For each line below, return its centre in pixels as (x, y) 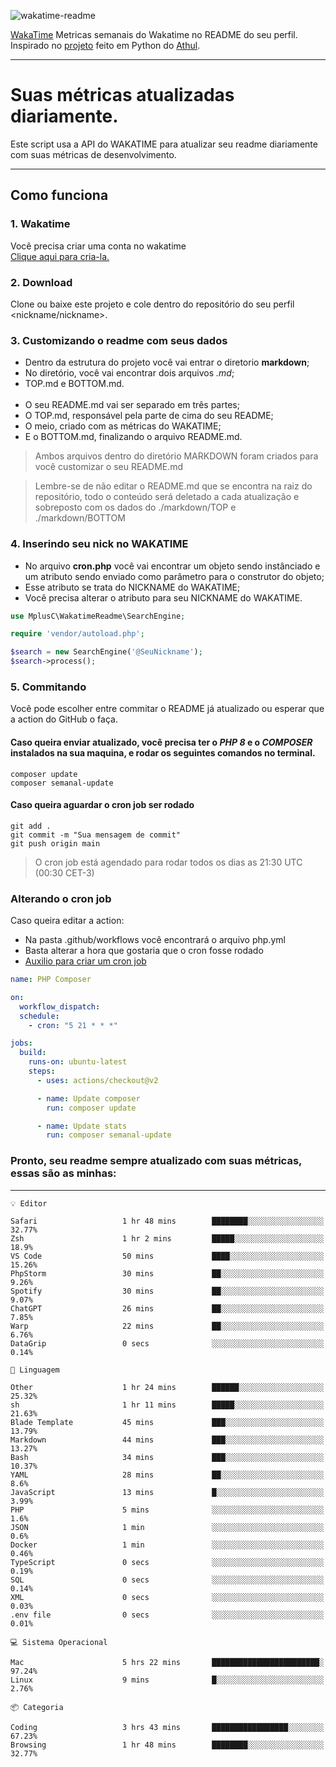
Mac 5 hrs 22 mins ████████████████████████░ (167, 1662)
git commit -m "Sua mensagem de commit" (96, 835)
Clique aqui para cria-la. (60, 256)
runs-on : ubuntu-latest (78, 1062)
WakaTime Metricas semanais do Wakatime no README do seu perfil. (154, 34)
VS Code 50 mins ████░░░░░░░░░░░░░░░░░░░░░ (167, 1256)
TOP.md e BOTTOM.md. (74, 384)
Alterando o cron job (61, 898)
